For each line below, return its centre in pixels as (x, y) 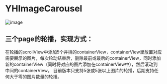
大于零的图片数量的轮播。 (36, 77)
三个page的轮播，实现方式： (49, 39)
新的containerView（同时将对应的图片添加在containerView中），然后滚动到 (82, 64)
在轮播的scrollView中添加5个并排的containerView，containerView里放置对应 (83, 52)
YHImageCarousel (44, 9)
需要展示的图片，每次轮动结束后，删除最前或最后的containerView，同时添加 (83, 58)
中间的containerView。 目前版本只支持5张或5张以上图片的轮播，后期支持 (80, 70)
